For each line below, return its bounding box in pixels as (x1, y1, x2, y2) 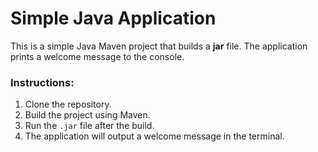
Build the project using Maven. (24, 109, 151, 121)
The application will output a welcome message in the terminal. (24, 130, 285, 142)
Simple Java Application (10, 7, 217, 30)
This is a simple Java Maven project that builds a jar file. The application (10, 40, 308, 52)
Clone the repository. (24, 98, 112, 111)
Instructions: (10, 75, 75, 89)
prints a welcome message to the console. (10, 50, 185, 62)
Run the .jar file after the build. (24, 120, 155, 132)
